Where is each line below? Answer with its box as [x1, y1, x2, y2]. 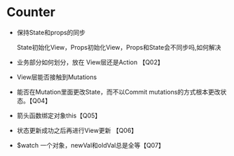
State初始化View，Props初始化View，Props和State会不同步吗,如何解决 [16, 43, 221, 51]
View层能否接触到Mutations [16, 73, 97, 81]
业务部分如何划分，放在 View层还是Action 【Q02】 [16, 57, 164, 66]
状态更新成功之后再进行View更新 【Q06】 [16, 126, 138, 134]
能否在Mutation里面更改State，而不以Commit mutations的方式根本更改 [16, 87, 221, 96]
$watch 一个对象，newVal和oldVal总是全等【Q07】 [16, 141, 165, 149]
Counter [6, 4, 55, 20]
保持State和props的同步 [16, 28, 85, 36]
